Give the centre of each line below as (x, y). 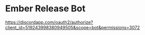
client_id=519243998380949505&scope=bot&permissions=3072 (72, 27)
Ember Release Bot (45, 9)
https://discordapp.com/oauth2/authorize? (49, 22)
